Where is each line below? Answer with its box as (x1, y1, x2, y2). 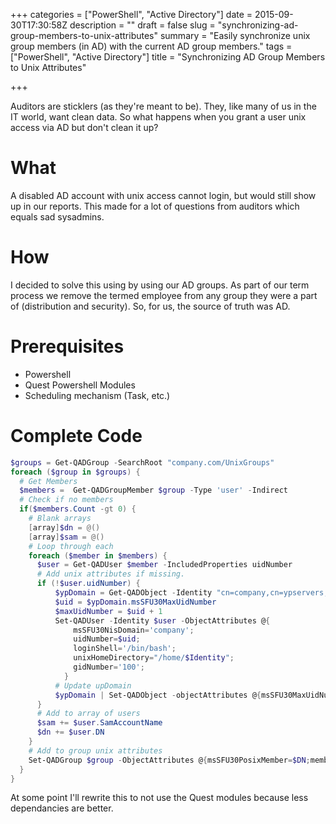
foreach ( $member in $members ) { (28, 550, 168, 561)
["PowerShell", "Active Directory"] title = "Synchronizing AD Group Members (10, 51, 326, 63)
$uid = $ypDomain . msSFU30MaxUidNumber (54, 597, 217, 607)
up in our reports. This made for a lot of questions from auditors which (10, 200, 300, 212)
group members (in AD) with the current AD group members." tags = (10, 40, 293, 52)
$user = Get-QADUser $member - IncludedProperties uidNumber (36, 560, 293, 570)
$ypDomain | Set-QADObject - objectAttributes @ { (54, 690, 262, 700)
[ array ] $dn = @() (28, 522, 101, 533)
